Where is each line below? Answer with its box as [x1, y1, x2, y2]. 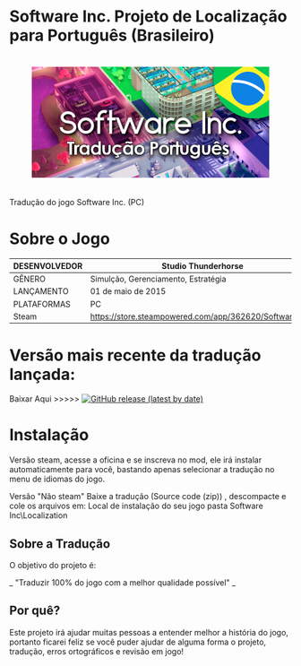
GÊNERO [13, 273, 47, 284]
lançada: [9, 364, 76, 385]
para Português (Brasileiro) [9, 25, 215, 46]
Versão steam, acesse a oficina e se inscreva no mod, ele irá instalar [9, 454, 262, 465]
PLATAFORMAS [13, 298, 72, 309]
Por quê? [9, 603, 61, 618]
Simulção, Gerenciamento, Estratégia [90, 273, 227, 284]
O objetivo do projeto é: [9, 560, 97, 571]
